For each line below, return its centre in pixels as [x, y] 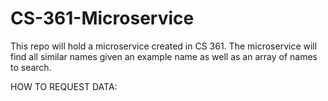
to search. [31, 67]
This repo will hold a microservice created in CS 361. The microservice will [164, 46]
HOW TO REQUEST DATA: [64, 86]
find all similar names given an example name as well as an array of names [164, 56]
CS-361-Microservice [102, 18]
